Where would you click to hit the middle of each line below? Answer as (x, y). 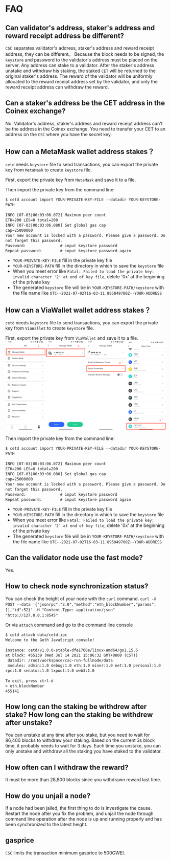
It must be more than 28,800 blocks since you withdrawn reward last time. (83, 780)
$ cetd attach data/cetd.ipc (36, 635)
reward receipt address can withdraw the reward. (57, 87)
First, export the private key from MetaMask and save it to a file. (71, 180)
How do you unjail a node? (48, 796)
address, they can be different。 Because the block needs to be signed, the (85, 54)
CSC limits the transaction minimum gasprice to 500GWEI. (65, 853)
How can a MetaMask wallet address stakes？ (80, 152)
